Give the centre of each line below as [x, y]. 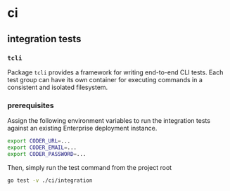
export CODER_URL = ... [39, 141]
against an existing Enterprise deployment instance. [82, 129]
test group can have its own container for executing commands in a [105, 79]
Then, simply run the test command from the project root [90, 167]
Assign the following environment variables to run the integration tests [109, 121]
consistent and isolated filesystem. [58, 87]
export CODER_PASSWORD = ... [47, 154]
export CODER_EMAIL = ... [42, 148]
